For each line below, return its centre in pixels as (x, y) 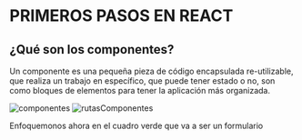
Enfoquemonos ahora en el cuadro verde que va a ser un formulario (136, 125)
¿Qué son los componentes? (92, 50)
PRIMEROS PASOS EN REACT (121, 16)
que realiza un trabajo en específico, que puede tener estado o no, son (142, 81)
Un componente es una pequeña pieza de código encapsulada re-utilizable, (151, 71)
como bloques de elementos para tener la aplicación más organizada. (140, 90)
